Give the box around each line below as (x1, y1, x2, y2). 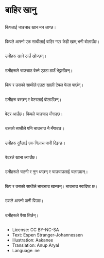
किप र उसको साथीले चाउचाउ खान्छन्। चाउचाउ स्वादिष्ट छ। (5, 183, 98, 189)
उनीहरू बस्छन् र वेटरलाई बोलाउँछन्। (5, 96, 62, 102)
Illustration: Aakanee (12, 237, 53, 243)
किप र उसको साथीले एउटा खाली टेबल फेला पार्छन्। (5, 82, 84, 88)
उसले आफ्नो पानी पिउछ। (5, 198, 44, 204)
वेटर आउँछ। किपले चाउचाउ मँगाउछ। (5, 111, 63, 117)
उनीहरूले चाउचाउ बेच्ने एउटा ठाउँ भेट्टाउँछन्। (5, 67, 73, 73)
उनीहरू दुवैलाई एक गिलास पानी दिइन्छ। (5, 140, 66, 146)
